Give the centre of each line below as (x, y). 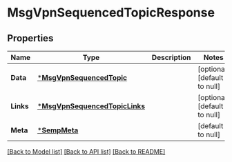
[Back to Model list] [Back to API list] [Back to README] (86, 152)
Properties (30, 38)
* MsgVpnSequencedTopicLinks (91, 106)
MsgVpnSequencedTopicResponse (111, 13)
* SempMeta (58, 130)
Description (171, 58)
